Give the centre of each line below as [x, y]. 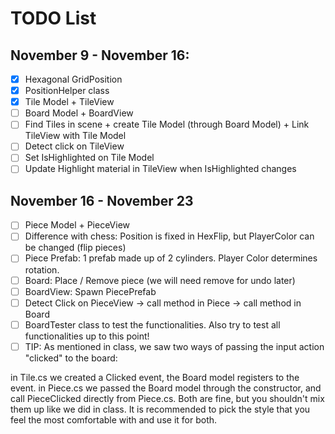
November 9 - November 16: [100, 55]
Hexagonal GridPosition [73, 79]
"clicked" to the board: [71, 358]
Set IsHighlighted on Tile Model [89, 158]
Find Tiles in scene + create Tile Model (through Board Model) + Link [167, 124]
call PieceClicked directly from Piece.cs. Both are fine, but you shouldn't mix [167, 398]
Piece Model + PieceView [77, 225]
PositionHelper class [67, 91]
